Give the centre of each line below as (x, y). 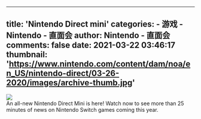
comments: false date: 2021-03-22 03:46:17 (91, 45)
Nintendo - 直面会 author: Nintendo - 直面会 (88, 36)
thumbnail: (27, 55)
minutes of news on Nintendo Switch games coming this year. (82, 109)
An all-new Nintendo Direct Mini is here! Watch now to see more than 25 (95, 103)
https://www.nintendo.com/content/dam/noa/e (100, 64)
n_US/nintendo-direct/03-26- (63, 74)
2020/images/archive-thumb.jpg (69, 83)
